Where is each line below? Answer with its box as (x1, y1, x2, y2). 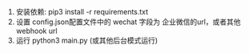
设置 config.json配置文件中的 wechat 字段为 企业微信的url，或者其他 (15, 17, 242, 26)
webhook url (15, 26, 58, 35)
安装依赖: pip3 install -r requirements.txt (15, 7, 149, 16)
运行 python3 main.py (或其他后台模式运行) (15, 35, 159, 45)
